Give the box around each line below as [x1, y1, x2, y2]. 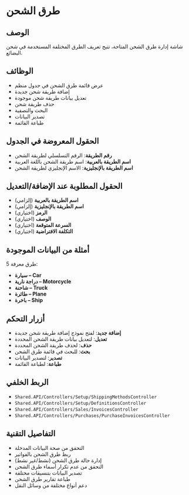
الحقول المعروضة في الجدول [6, 136, 99, 146]
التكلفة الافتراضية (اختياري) [14, 228, 73, 235]
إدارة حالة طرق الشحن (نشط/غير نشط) [14, 456, 102, 464]
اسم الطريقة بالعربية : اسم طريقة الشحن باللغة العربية [14, 158, 131, 165]
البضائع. [6, 49, 23, 56]
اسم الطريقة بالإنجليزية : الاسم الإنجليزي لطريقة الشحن [14, 164, 133, 171]
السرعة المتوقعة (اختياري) [14, 222, 72, 229]
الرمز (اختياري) [14, 209, 48, 216]
